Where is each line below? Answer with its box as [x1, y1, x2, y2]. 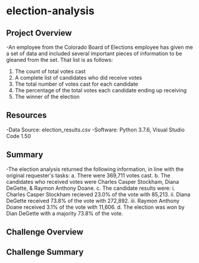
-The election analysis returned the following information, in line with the [6, 165, 184, 173]
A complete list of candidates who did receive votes [14, 74, 142, 81]
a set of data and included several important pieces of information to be [6, 50, 183, 57]
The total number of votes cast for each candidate [14, 80, 138, 87]
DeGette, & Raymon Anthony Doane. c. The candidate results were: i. [6, 184, 176, 192]
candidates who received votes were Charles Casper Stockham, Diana [6, 178, 179, 185]
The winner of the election [14, 93, 80, 100]
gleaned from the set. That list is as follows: [6, 57, 113, 63]
